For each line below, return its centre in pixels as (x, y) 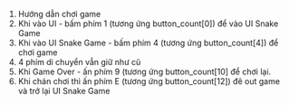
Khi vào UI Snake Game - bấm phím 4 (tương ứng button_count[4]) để (148, 43)
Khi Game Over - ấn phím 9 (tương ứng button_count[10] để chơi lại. (144, 72)
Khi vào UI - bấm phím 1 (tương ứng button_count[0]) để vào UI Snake (148, 24)
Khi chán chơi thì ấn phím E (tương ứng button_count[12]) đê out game (149, 81)
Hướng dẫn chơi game (59, 14)
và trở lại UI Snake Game (64, 91)
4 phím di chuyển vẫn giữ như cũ (79, 62)
